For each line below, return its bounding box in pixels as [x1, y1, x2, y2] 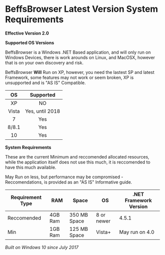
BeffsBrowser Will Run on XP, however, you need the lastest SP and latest [5, 69, 155, 75]
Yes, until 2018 [25, 107, 60, 114]
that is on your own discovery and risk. [5, 60, 83, 65]
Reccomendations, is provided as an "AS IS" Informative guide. [5, 179, 133, 185]
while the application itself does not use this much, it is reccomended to [5, 159, 151, 165]
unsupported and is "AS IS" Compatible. [5, 80, 86, 86]
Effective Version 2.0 [5, 30, 49, 36]
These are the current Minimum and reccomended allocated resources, [5, 154, 150, 159]
